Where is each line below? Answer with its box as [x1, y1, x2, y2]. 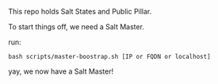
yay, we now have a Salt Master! [8, 67, 113, 76]
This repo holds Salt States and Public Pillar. [8, 7, 152, 16]
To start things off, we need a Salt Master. [8, 22, 145, 31]
